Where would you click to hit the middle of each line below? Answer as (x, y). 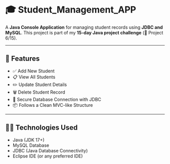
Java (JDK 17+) (28, 140)
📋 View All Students (34, 77)
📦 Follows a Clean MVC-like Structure (53, 105)
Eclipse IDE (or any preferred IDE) (48, 156)
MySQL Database (31, 145)
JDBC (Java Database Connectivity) (50, 150)
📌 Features (23, 59)
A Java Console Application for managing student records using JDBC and (84, 27)
